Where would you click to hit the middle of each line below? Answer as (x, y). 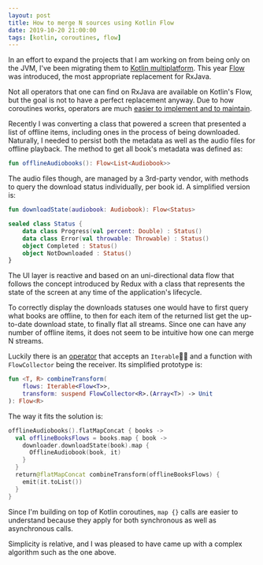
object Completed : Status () (70, 246)
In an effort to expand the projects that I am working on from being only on (129, 60)
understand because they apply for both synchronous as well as (112, 520)
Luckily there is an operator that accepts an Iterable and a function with (130, 356)
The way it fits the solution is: (56, 416)
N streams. (26, 341)
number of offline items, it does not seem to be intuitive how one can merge (131, 333)
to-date (20, 325)
